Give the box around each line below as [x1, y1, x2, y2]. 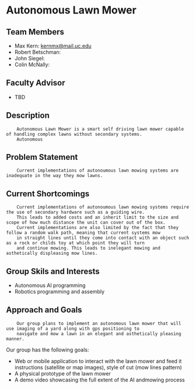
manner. [6, 336, 25, 342]
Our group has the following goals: [6, 346, 89, 353]
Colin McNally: [14, 61, 50, 68]
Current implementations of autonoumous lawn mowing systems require [16, 204, 190, 210]
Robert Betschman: [14, 49, 61, 56]
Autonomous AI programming [14, 282, 86, 289]
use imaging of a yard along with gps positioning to [6, 326, 140, 332]
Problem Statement [6, 152, 78, 162]
